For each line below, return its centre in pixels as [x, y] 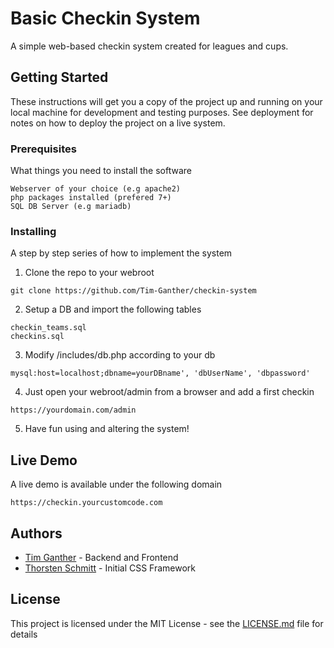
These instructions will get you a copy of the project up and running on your [166, 101]
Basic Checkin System [105, 18]
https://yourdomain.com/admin [73, 410]
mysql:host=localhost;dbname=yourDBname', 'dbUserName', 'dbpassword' [160, 373]
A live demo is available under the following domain [116, 484]
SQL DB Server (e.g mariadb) [71, 207]
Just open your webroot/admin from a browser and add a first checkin [169, 392]
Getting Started [59, 77]
